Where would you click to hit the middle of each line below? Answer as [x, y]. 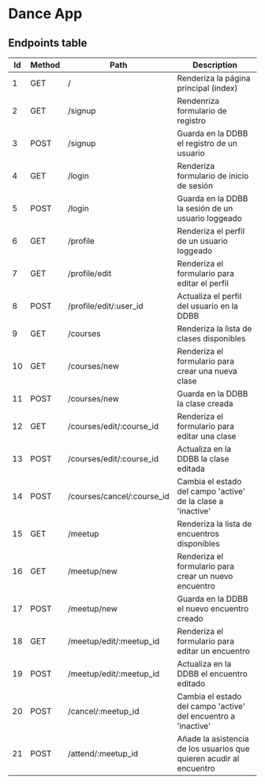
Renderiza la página [214, 78]
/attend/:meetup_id [103, 754]
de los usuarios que [213, 749]
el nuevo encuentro [213, 609]
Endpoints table [48, 43]
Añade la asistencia [213, 739]
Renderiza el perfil [211, 231]
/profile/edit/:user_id [105, 306]
